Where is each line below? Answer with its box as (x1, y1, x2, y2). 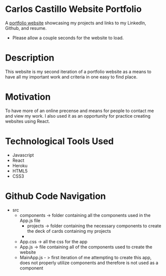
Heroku (12, 162, 28, 168)
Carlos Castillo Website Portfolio (5, 3, 142, 15)
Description (5, 52, 55, 64)
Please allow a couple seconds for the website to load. (12, 35, 124, 41)
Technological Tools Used (5, 136, 114, 147)
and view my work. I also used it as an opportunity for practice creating (5, 113, 151, 119)
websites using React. (5, 118, 51, 124)
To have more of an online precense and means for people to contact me (5, 108, 154, 114)
